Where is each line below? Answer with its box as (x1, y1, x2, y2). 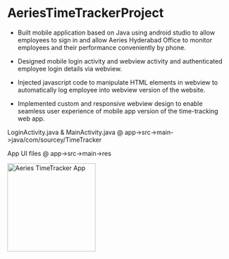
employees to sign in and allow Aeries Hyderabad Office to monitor (17, 35, 213, 44)
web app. (17, 114, 45, 123)
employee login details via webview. (17, 64, 122, 73)
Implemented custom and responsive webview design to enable (17, 99, 203, 107)
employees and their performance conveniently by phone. (17, 43, 187, 52)
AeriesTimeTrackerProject (7, 5, 164, 21)
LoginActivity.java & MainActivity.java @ (7, 128, 123, 136)
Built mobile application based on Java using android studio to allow (17, 28, 216, 37)
